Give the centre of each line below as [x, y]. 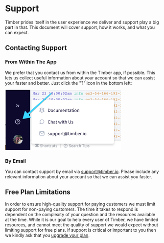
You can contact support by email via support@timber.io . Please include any [82, 171]
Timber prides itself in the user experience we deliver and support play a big [82, 22]
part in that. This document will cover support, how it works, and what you [80, 27]
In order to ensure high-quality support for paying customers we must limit [80, 204]
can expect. [17, 32]
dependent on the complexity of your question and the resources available [80, 214]
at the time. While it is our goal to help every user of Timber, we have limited [82, 219]
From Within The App [31, 62]
